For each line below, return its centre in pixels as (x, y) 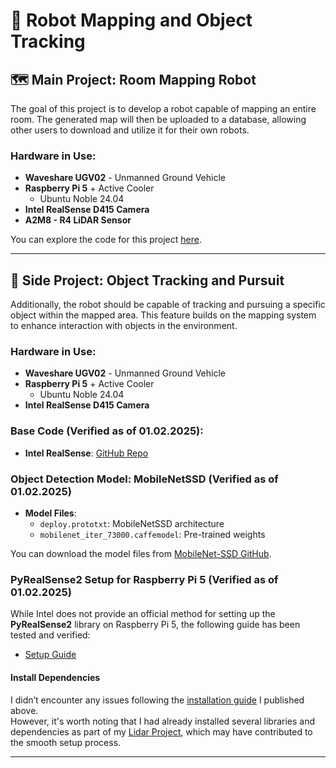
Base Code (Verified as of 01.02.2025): (107, 431)
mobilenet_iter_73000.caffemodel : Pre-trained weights (152, 534)
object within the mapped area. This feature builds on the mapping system (163, 315)
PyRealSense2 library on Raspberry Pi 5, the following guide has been (155, 625)
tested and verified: (50, 635)
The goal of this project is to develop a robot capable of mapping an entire (163, 108)
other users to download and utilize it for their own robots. (130, 130)
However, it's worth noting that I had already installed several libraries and (163, 721)
